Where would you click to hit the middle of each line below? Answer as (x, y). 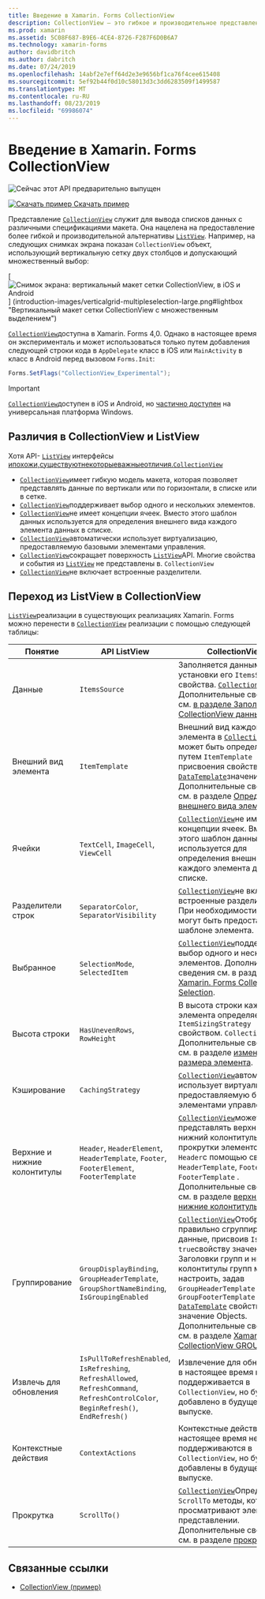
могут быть (200, 920)
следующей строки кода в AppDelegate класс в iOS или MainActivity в (125, 350)
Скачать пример (102, 204)
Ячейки (26, 848)
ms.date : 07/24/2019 (42, 67)
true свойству (204, 1249)
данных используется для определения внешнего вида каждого (128, 521)
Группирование (42, 1283)
